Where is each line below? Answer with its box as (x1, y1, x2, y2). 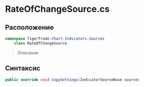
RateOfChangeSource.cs (5, 3, 110, 15)
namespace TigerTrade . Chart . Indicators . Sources (5, 36, 105, 41)
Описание (17, 49, 38, 55)
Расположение (5, 23, 54, 32)
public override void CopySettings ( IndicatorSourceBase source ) (5, 77, 140, 82)
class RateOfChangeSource (14, 41, 68, 45)
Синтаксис (5, 64, 40, 73)
